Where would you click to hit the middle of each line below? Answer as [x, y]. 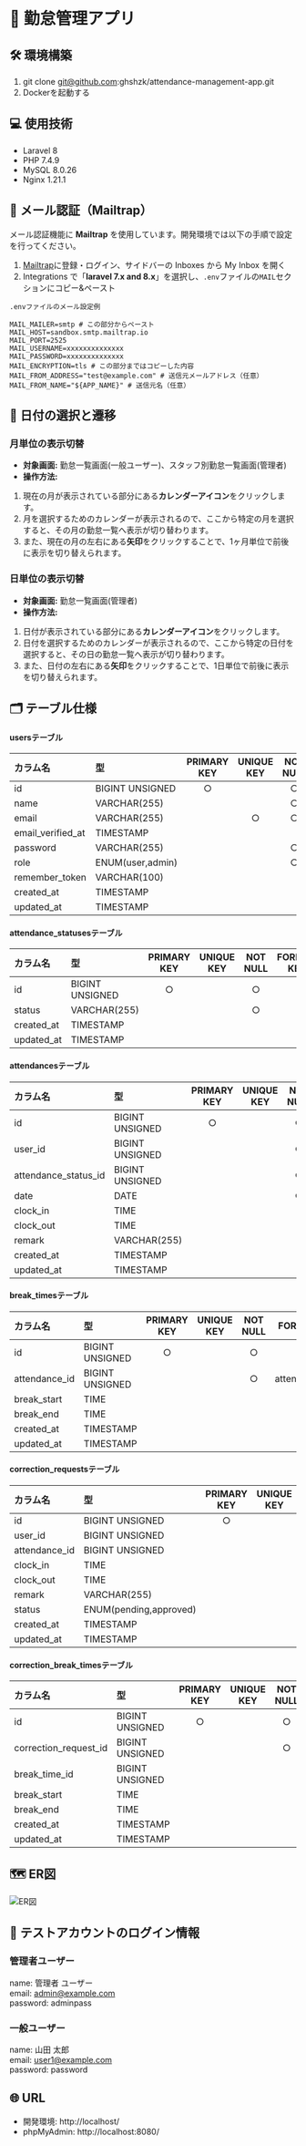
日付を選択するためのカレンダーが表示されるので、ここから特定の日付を [158, 643]
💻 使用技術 [41, 124]
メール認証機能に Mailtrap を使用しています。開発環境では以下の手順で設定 [151, 234]
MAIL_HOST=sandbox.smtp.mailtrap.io [79, 332]
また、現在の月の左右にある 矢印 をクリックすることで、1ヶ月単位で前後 [156, 542]
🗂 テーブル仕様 [53, 708]
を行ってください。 [45, 245]
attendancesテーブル [50, 1066]
